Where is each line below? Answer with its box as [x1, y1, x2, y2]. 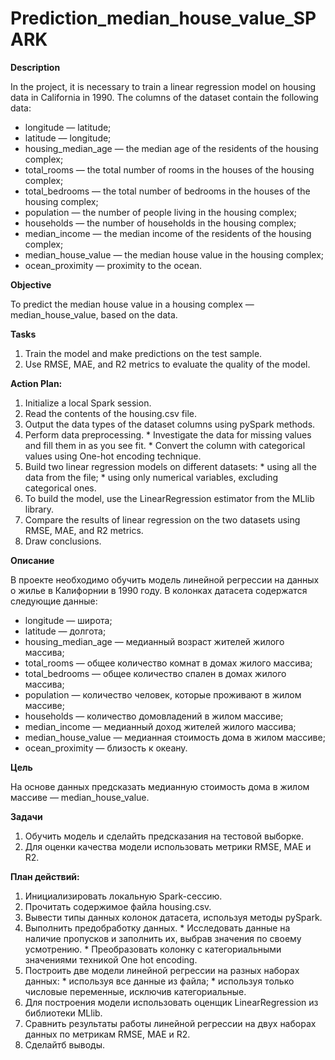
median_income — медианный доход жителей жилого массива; [24, 720, 297, 732]
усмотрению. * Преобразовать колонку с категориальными [24, 943, 282, 955]
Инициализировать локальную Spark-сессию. [24, 890, 223, 902]
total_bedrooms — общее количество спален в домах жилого [24, 667, 287, 679]
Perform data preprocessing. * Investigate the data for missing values [24, 428, 312, 441]
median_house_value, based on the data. [10, 308, 178, 321]
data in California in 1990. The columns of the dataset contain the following [10, 91, 319, 103]
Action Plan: [10, 377, 63, 389]
